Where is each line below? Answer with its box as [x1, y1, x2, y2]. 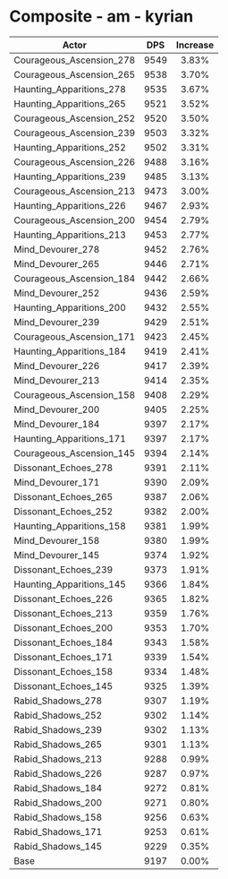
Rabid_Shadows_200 [13, 796, 103, 808]
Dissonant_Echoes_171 [13, 651, 114, 663]
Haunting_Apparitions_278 [13, 82, 127, 95]
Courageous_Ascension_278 [13, 54, 136, 66]
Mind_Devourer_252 [13, 287, 100, 299]
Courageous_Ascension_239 [13, 126, 136, 139]
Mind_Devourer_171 [13, 476, 100, 488]
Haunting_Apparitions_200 [13, 301, 127, 314]
